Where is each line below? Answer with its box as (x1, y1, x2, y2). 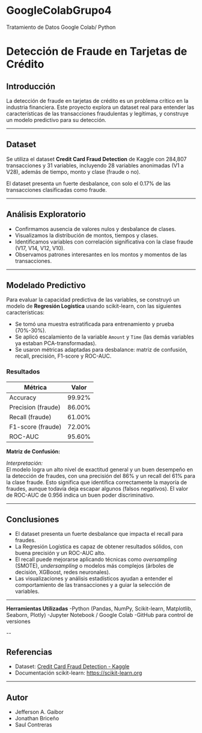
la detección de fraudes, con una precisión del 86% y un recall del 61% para (6, 472, 195, 479)
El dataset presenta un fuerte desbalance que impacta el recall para (14, 530, 183, 538)
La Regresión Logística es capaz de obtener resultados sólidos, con (14, 543, 183, 550)
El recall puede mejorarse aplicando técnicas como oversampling (14, 556, 177, 563)
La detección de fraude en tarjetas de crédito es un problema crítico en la (6, 97, 189, 104)
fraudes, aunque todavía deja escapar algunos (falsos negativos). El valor (6, 485, 188, 492)
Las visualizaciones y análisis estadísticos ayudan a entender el (14, 575, 173, 582)
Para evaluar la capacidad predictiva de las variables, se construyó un (6, 296, 180, 304)
